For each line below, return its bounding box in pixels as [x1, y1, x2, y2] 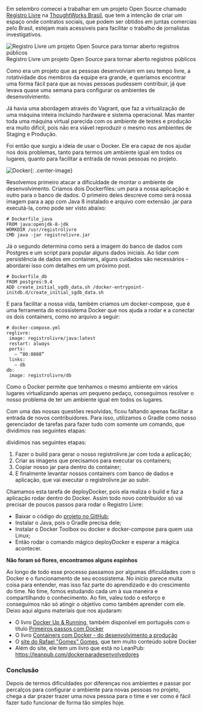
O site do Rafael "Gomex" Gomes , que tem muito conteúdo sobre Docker [14, 638, 197, 645]
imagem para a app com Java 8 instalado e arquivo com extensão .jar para [6, 198, 192, 205]
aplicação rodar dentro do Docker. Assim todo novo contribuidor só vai [6, 494, 183, 502]
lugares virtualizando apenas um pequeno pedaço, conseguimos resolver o [6, 390, 195, 396]
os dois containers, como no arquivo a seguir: [6, 313, 120, 320]
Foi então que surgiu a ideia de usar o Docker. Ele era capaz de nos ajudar [6, 142, 192, 149]
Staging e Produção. [6, 130, 57, 138]
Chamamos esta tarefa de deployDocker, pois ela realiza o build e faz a [6, 488, 184, 495]
